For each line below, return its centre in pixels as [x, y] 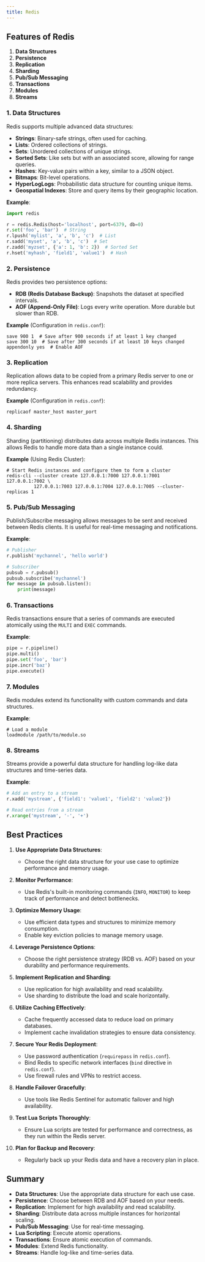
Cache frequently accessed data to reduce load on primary [99, 1019]
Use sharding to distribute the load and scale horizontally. [97, 996]
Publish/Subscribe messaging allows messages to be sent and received [97, 521]
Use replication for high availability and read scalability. [94, 989]
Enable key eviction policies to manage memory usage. [94, 935]
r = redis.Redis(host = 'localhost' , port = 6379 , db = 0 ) [75, 224]
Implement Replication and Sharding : [63, 977]
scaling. [25, 1220]
